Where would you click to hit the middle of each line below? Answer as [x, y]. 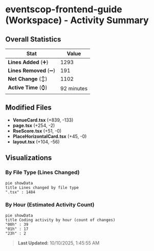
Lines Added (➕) [28, 62]
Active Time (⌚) [28, 87]
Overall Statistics [33, 39]
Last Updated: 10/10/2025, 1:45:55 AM [59, 243]
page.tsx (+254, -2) [34, 125]
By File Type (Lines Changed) [42, 173]
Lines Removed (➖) [31, 70]
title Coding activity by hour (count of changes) [60, 220]
